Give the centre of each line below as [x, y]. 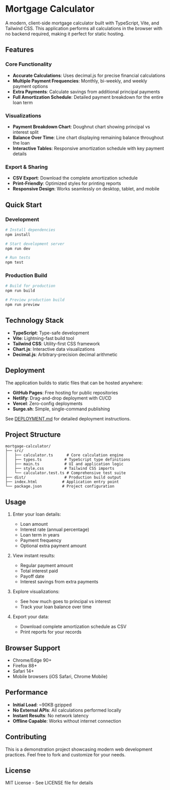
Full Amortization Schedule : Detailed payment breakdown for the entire [88, 97]
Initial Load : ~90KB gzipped [42, 704]
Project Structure [33, 434]
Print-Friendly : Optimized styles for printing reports [67, 183]
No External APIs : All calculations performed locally [67, 710]
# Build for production [30, 286]
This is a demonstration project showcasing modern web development [79, 749]
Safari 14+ [23, 671]
